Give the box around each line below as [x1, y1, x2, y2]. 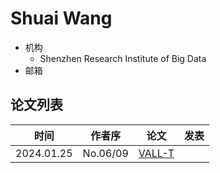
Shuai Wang [10, 7, 113, 30]
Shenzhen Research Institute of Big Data [39, 52, 207, 64]
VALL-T [138, 146, 175, 160]
